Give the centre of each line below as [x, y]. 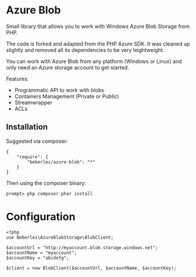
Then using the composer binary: [46, 183]
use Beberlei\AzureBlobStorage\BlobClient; [60, 237]
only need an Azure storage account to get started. [68, 67]
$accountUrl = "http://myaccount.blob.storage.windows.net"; [82, 248]
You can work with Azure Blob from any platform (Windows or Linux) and [94, 61]
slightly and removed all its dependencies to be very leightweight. [85, 50]
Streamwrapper [33, 102]
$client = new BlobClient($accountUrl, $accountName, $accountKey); [91, 268]
